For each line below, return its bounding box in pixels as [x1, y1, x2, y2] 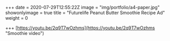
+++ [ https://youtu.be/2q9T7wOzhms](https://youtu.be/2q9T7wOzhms [5, 25, 155, 31]
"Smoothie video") [5, 30, 45, 36]
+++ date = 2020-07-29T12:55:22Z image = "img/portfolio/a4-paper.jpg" [5, 5, 160, 10]
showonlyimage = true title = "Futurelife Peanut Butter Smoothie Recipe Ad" [5, 10, 165, 16]
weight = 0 [5, 15, 28, 21]
